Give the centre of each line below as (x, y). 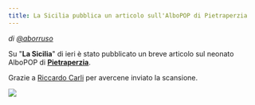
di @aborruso (31, 38)
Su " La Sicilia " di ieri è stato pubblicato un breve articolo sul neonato (121, 53)
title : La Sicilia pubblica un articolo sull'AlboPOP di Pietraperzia (128, 16)
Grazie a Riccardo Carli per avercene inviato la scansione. (103, 77)
